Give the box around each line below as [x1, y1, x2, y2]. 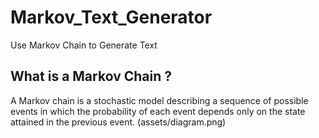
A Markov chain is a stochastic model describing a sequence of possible [10, 94, 309, 106]
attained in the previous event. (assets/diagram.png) [10, 116, 227, 128]
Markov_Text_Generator [10, 6, 213, 29]
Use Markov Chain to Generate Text [10, 39, 158, 51]
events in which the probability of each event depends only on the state [10, 105, 306, 117]
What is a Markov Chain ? [10, 68, 173, 85]
